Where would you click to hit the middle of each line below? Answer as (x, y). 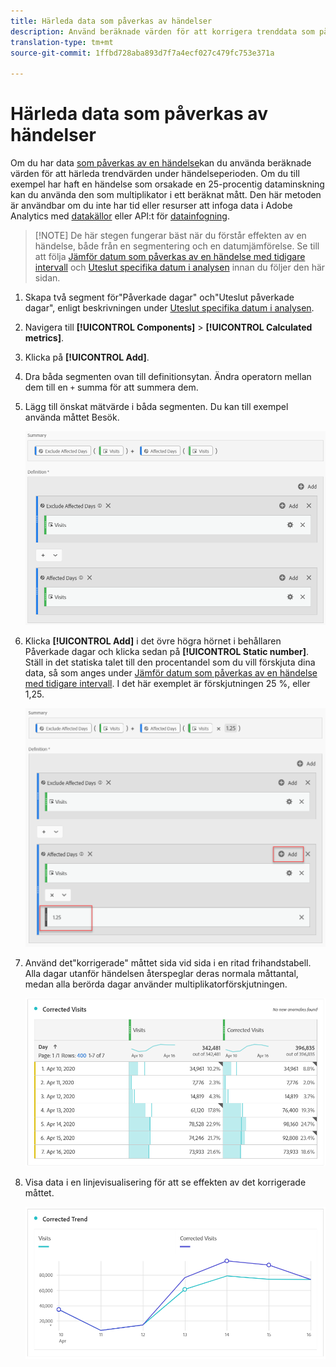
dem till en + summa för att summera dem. (111, 387)
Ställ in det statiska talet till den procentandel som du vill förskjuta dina (170, 662)
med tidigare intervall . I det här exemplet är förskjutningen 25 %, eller (167, 683)
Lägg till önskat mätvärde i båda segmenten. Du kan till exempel (156, 407)
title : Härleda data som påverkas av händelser (111, 21)
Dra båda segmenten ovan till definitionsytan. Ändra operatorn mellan (168, 377)
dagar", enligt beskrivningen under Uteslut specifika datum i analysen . (169, 308)
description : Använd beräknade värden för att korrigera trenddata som (162, 31)
